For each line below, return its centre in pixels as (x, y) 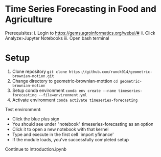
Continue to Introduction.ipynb (36, 149)
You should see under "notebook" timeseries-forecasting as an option (83, 124)
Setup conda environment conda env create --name (64, 90)
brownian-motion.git (33, 76)
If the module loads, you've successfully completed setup (70, 139)
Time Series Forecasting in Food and (81, 9)
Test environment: (23, 109)
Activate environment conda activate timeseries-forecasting (75, 100)
